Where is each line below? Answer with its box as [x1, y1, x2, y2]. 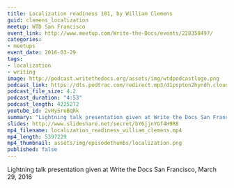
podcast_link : [7, 81, 49, 88]
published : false [7, 146, 58, 153]
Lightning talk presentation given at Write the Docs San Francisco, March [7, 165, 217, 173]
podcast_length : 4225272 [7, 101, 79, 108]
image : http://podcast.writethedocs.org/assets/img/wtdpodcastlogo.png [7, 75, 219, 82]
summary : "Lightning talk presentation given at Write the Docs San [7, 113, 210, 120]
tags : [7, 56, 23, 63]
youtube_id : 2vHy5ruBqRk [7, 107, 79, 114]
